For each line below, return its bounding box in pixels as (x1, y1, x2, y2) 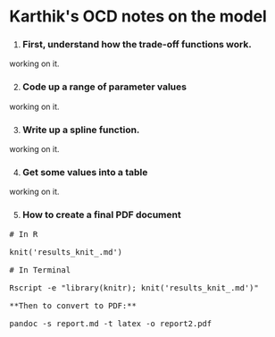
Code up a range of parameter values (21, 80, 187, 93)
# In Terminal (9, 265, 71, 274)
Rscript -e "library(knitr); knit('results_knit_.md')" (9, 282, 259, 292)
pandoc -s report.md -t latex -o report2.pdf (9, 318, 212, 328)
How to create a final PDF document (21, 208, 181, 221)
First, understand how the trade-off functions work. (21, 38, 252, 51)
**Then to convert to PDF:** (9, 300, 137, 310)
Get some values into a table (21, 166, 148, 178)
